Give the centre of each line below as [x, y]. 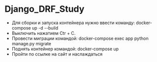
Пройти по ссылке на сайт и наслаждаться [57, 54]
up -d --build [45, 28]
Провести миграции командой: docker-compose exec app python [80, 38]
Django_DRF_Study [45, 9]
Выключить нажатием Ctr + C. [44, 33]
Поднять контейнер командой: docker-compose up [65, 49]
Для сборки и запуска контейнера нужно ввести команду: [73, 23]
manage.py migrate [31, 43]
